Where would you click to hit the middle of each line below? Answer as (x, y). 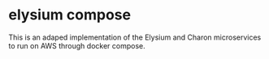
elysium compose (70, 15)
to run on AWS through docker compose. (77, 45)
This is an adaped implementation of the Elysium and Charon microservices (135, 37)
